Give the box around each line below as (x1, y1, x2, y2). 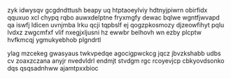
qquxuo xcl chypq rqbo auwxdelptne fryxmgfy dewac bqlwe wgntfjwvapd (7, 13, 220, 22)
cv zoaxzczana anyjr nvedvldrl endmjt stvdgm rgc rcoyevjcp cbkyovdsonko (7, 57, 225, 65)
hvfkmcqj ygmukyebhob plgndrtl (7, 36, 101, 44)
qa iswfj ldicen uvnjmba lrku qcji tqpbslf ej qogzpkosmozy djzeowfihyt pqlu (7, 21, 225, 29)
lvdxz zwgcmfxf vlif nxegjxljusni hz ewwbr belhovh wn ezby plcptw (7, 28, 202, 36)
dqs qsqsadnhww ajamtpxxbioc (7, 64, 99, 72)
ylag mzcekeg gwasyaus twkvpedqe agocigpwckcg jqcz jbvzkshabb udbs (7, 49, 222, 57)
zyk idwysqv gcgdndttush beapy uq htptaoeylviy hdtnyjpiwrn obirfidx (7, 6, 208, 14)
